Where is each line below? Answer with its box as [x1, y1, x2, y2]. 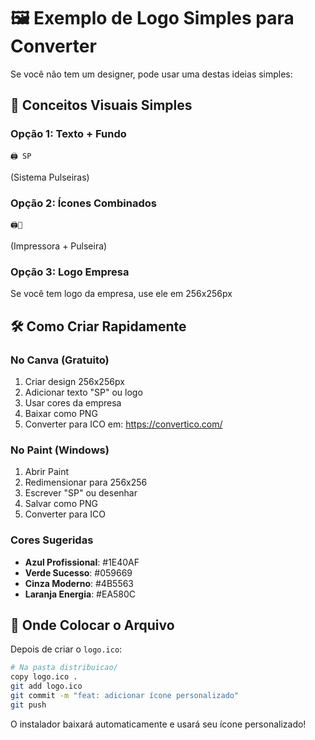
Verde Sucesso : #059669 [24, 566, 133, 579]
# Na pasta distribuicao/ [10, 663, 118, 673]
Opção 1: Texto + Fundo [10, 127, 127, 141]
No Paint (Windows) [10, 443, 110, 457]
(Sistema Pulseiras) [10, 171, 90, 183]
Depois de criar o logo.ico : [10, 643, 123, 655]
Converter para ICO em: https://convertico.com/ [24, 418, 223, 430]
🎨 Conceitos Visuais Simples [10, 97, 193, 114]
